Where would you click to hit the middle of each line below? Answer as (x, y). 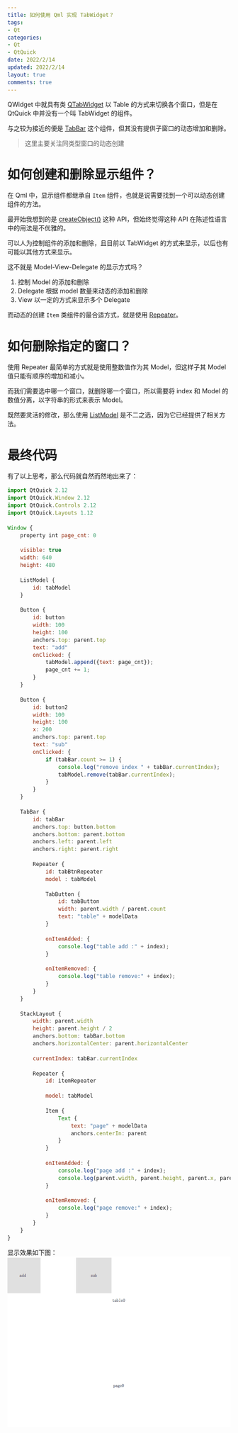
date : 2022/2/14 (31, 60)
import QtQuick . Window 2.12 (49, 498)
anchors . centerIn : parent (109, 1133)
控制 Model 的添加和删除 (53, 282)
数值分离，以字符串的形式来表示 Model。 (67, 400)
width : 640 (36, 558)
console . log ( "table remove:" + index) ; (117, 977)
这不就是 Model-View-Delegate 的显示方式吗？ (75, 267)
